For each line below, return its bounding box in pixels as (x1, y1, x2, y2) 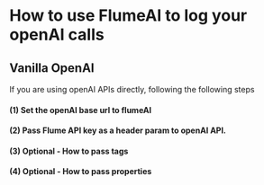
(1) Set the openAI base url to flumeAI (9, 104, 151, 115)
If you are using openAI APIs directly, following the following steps (9, 84, 255, 94)
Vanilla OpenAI (9, 60, 95, 75)
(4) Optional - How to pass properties (9, 166, 152, 177)
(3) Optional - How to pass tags (9, 145, 129, 156)
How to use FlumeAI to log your (9, 5, 248, 26)
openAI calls (9, 24, 105, 45)
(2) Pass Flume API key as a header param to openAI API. (9, 125, 227, 136)
